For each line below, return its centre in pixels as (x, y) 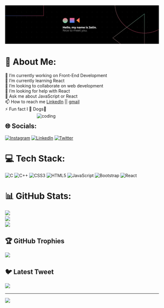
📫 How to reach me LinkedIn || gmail (42, 102)
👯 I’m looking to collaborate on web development (54, 85)
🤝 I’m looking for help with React (38, 91)
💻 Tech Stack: (35, 158)
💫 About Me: (31, 62)
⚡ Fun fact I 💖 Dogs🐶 (26, 109)
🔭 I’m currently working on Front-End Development (56, 75)
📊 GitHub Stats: (38, 196)
